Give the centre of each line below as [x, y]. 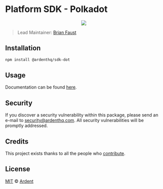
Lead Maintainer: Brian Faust [47, 32]
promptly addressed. [27, 125]
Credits [17, 141]
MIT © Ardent [19, 181]
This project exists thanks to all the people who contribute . [65, 153]
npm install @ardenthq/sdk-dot [38, 59]
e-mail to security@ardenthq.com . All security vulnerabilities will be [75, 120]
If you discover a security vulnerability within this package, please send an [82, 115]
